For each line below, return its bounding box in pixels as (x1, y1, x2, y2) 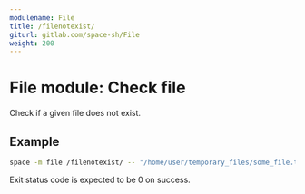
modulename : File (9, 13, 75, 23)
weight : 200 (9, 38, 54, 48)
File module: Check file (9, 78, 186, 98)
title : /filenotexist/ (9, 22, 95, 31)
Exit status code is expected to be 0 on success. (9, 174, 191, 185)
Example (9, 133, 60, 150)
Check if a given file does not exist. (9, 108, 142, 119)
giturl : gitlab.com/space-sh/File (9, 30, 141, 39)
